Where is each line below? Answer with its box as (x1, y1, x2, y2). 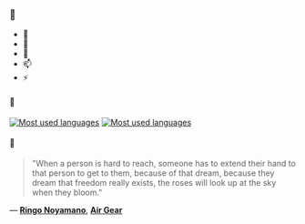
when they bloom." (31, 187, 103, 198)
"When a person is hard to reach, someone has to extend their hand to (31, 158, 296, 168)
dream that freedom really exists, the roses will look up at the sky (31, 177, 277, 188)
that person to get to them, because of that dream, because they (31, 168, 275, 178)
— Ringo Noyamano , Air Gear (9, 204, 123, 215)
